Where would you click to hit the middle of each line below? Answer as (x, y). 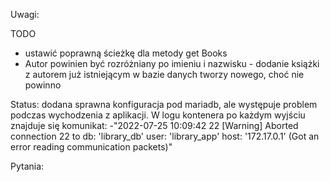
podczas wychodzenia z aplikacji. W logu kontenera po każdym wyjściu (158, 115)
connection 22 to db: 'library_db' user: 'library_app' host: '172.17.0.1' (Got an (165, 136)
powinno (43, 85)
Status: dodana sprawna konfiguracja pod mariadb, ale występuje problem (164, 104)
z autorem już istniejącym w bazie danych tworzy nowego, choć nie (164, 74)
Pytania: (27, 166)
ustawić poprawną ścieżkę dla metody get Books (126, 53)
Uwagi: (25, 14)
